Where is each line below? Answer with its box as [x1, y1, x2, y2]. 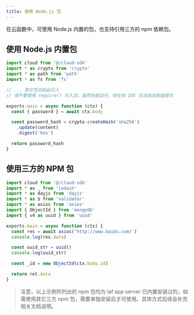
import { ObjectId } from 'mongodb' [6, 207, 95, 213]
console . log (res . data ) [11, 234, 67, 240]
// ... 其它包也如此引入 [6, 87, 60, 93]
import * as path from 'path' [6, 71, 80, 77]
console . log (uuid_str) [11, 250, 67, 256]
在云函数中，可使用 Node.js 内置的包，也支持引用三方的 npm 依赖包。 [6, 25, 174, 32]
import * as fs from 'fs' [6, 77, 69, 83]
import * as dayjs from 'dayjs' [6, 191, 85, 197]
